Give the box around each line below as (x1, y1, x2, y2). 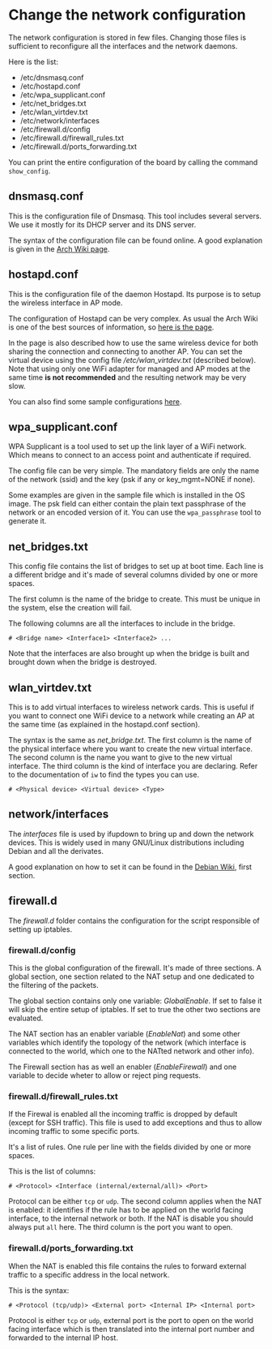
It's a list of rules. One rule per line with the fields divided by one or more (8, 1142, 252, 1152)
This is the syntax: (8, 1285, 70, 1295)
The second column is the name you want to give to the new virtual (8, 752, 232, 762)
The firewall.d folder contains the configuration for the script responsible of (8, 916, 261, 925)
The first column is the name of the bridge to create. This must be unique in (8, 594, 261, 604)
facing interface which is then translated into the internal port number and (8, 1324, 255, 1334)
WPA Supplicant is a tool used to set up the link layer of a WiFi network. (8, 442, 247, 451)
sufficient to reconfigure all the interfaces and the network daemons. (8, 41, 238, 50)
